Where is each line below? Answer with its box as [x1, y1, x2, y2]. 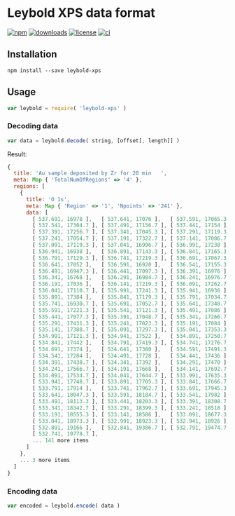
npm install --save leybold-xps [7, 67, 101, 74]
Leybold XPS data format [7, 5, 155, 21]
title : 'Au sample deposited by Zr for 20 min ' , [13, 170, 168, 177]
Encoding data [7, 486, 58, 496]
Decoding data [7, 121, 58, 131]
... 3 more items [20, 456, 71, 463]
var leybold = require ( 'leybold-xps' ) [7, 104, 127, 111]
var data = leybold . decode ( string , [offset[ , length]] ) [7, 137, 180, 144]
